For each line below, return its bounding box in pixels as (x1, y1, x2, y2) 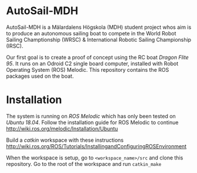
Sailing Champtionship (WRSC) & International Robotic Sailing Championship (6, 36, 192, 43)
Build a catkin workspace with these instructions (6, 137, 124, 144)
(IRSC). (6, 42, 24, 49)
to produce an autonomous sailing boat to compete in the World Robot (6, 29, 176, 36)
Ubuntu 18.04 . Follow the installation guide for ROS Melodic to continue (6, 119, 179, 126)
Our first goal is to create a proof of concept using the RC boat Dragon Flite (6, 54, 189, 61)
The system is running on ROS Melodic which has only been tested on (6, 112, 176, 119)
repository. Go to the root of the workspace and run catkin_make (6, 160, 162, 167)
